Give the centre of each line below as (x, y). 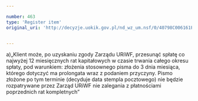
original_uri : (24, 28)
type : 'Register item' (34, 22)
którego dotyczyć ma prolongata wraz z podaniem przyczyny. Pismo (89, 73)
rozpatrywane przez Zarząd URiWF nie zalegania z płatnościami (84, 86)
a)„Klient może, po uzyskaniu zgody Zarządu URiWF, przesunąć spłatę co (95, 55)
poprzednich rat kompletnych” (43, 92)
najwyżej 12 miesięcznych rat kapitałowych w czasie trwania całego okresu (97, 61)
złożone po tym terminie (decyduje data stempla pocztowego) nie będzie (95, 79)
